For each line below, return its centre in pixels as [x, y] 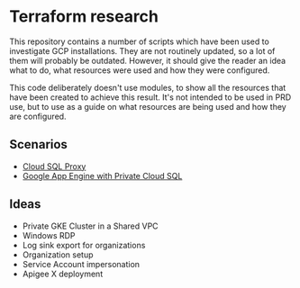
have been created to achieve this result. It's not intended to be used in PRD [150, 97]
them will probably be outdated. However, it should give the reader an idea [148, 60]
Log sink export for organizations [84, 245]
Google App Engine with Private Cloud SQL [102, 175]
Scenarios [38, 144]
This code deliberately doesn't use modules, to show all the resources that [148, 87]
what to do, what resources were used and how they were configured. [140, 70]
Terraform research [84, 17]
